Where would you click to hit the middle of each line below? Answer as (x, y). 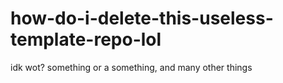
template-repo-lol (86, 39)
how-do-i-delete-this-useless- (142, 18)
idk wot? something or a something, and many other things (131, 67)
